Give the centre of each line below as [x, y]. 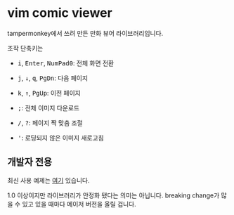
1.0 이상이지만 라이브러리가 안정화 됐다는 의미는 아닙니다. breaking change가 [113, 195]
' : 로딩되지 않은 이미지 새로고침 [60, 138]
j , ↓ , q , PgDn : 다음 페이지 [53, 78]
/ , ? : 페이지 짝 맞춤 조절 [50, 123]
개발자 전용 [30, 162]
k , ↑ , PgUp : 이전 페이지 [49, 93]
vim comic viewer [60, 13]
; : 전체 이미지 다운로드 [48, 107]
